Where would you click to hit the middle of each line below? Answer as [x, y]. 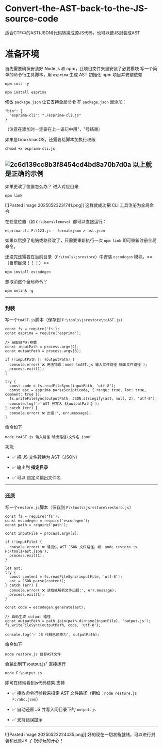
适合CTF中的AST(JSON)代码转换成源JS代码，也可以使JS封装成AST [73, 32]
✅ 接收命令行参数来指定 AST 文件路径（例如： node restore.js [74, 693]
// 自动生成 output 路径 [28, 617]
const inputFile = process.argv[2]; [42, 534]
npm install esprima [26, 92]
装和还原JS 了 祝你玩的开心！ [34, 741]
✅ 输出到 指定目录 [30, 467]
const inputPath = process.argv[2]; [42, 347]
